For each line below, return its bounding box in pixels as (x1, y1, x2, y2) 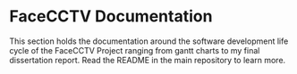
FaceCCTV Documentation (9, 6, 213, 27)
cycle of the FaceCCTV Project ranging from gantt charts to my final (9, 45, 260, 55)
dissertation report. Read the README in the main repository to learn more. (9, 54, 286, 65)
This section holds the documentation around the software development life (9, 36, 289, 46)
